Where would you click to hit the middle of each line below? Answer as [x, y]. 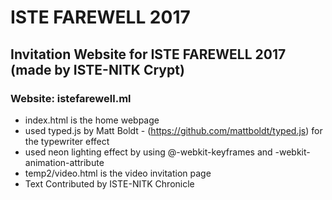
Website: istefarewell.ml [71, 98]
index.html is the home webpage [92, 120]
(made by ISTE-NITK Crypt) [97, 69]
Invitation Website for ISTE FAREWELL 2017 [148, 54]
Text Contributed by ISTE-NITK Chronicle [109, 183]
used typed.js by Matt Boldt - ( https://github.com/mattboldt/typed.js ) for [173, 130]
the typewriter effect [67, 141]
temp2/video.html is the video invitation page [118, 173]
